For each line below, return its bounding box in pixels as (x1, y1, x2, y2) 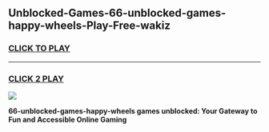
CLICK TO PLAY (8, 43, 70, 54)
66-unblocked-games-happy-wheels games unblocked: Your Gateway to (8, 106, 258, 115)
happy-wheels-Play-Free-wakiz (8, 19, 171, 33)
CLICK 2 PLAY (8, 73, 64, 84)
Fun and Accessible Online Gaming (8, 114, 127, 124)
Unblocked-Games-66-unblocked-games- (8, 6, 227, 20)
